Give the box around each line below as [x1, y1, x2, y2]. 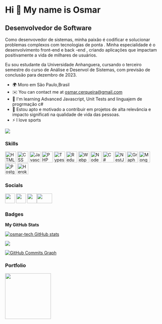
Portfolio [5, 262, 26, 268]
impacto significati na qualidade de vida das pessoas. [12, 112, 121, 117]
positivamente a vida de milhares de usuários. [5, 52, 98, 58]
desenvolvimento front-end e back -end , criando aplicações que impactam [5, 47, 157, 53]
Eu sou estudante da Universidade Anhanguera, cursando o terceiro [5, 62, 142, 67]
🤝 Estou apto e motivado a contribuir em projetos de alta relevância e [12, 107, 151, 112]
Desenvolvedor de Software [5, 24, 92, 32]
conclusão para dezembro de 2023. [5, 72, 77, 77]
